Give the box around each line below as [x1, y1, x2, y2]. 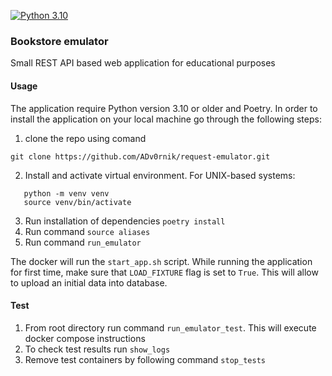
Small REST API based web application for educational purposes [10, 57, 276, 69]
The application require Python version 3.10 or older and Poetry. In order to [10, 102, 318, 114]
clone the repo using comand [24, 132, 147, 144]
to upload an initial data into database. [10, 276, 168, 289]
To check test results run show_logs [24, 343, 171, 355]
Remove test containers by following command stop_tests [24, 353, 266, 365]
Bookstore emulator [10, 34, 109, 48]
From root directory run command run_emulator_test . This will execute [24, 321, 317, 334]
